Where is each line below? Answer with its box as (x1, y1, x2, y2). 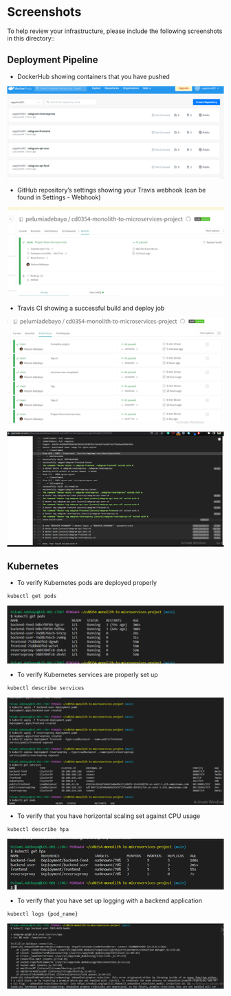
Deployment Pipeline (7, 54, 98, 66)
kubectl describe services (7, 685, 85, 691)
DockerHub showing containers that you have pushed (16, 72, 170, 80)
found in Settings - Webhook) (16, 193, 101, 201)
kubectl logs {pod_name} (7, 911, 78, 918)
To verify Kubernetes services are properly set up (16, 671, 158, 679)
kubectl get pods (7, 593, 57, 600)
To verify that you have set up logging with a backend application (16, 896, 203, 905)
